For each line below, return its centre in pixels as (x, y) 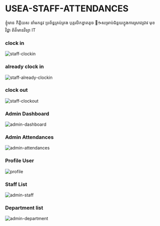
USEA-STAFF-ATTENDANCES (67, 9)
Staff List (16, 184)
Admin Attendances (30, 137)
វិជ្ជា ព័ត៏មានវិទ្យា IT (20, 30)
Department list (24, 208)
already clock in (25, 67)
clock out (16, 90)
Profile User (20, 161)
